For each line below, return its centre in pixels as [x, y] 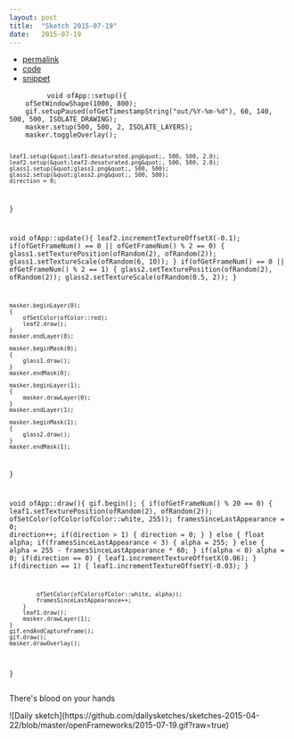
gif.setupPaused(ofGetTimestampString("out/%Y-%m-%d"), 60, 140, [149, 112]
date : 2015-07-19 [45, 34]
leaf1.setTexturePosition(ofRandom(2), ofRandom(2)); [111, 512]
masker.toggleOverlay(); [71, 135]
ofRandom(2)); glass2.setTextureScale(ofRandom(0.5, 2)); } [123, 277]
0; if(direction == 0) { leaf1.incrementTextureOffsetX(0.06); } [133, 558]
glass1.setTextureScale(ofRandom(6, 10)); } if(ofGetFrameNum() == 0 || [147, 261]
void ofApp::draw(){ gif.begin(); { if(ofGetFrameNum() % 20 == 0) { [141, 504]
